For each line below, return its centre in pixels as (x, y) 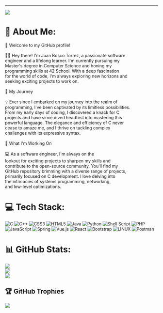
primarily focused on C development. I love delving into (60, 176)
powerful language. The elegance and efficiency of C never (65, 123)
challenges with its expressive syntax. (43, 133)
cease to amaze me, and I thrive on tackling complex (58, 128)
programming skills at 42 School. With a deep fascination (62, 71)
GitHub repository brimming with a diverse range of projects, (66, 171)
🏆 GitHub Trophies (35, 291)
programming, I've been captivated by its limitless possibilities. (68, 107)
